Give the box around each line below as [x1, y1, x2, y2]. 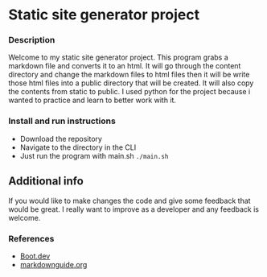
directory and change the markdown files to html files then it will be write [8, 70, 250, 80]
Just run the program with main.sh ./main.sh [19, 151, 169, 160]
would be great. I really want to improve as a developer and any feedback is [8, 204, 260, 214]
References [8, 233, 55, 244]
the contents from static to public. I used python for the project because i [8, 87, 251, 97]
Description [8, 35, 55, 46]
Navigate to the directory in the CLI [19, 143, 137, 152]
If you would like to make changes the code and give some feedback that [8, 196, 251, 205]
